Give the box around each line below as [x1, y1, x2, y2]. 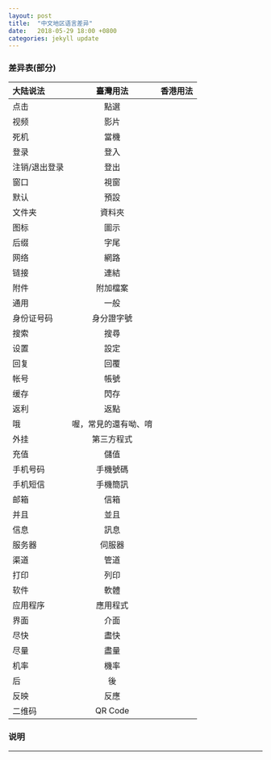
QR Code [95, 704, 130, 716]
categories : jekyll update [8, 34, 99, 43]
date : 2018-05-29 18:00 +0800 [8, 27, 117, 35]
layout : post [8, 11, 52, 20]
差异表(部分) [8, 62, 56, 73]
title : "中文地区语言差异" [8, 19, 93, 27]
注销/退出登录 [12, 161, 65, 172]
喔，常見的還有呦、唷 [71, 418, 153, 430]
